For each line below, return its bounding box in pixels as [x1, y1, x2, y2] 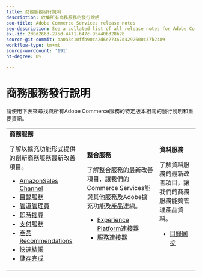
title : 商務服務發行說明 [6, 8, 61, 15]
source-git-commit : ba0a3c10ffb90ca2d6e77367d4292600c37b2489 [6, 37, 165, 43]
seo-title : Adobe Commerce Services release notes [6, 20, 136, 26]
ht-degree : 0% [6, 53, 42, 59]
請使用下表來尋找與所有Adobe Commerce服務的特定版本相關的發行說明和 [6, 107, 188, 115]
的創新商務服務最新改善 [9, 153, 76, 162]
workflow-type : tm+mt [6, 43, 61, 49]
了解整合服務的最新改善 [87, 165, 153, 174]
